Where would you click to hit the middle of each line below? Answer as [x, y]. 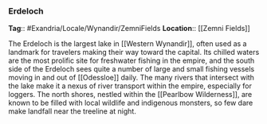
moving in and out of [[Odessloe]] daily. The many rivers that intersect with [132, 78]
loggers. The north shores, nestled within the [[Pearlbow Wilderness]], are [130, 95]
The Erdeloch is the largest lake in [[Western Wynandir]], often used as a [128, 44]
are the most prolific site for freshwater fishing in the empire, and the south [132, 60]
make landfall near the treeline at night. [73, 111]
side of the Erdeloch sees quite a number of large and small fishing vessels [132, 69]
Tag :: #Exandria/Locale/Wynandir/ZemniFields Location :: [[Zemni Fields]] [130, 29]
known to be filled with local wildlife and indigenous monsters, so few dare [131, 103]
